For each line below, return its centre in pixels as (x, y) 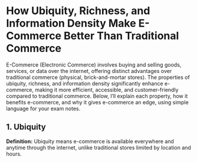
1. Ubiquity (26, 127)
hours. (14, 154)
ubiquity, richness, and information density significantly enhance (85, 83)
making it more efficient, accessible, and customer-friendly (107, 90)
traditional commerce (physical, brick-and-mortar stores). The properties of (98, 77)
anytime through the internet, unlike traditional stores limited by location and (99, 147)
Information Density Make (71, 23)
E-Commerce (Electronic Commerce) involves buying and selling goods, (94, 65)
